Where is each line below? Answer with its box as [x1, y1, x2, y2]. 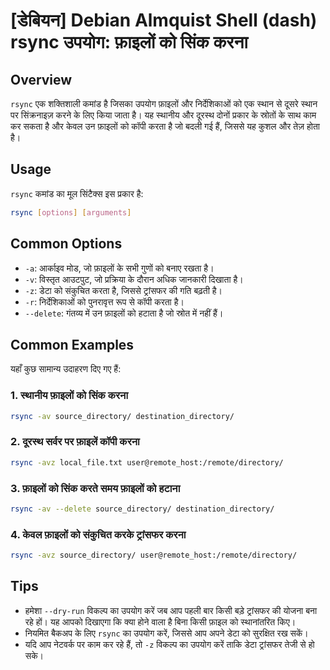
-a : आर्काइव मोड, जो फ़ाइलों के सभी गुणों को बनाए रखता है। [24, 262, 215, 274]
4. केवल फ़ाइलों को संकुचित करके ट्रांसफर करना [10, 527, 187, 541]
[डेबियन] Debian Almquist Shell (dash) [10, 9, 318, 32]
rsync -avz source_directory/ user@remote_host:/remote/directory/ [10, 550, 298, 561]
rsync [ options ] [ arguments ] [10, 207, 132, 218]
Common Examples [10, 336, 135, 353]
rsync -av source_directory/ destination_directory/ [10, 411, 235, 421]
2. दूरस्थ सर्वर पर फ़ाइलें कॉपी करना [10, 435, 140, 449]
